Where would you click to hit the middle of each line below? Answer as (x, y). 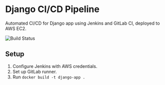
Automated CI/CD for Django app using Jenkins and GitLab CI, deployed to (82, 23)
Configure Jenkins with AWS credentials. (55, 66)
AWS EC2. (16, 28)
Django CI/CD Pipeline (52, 9)
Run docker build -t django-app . (49, 77)
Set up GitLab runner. (34, 71)
